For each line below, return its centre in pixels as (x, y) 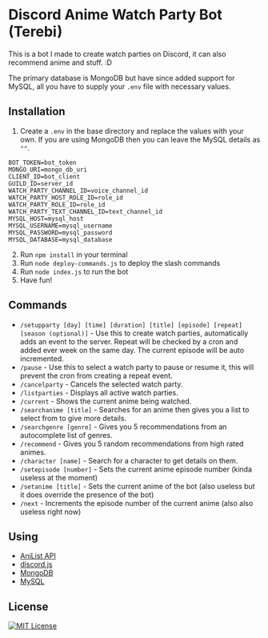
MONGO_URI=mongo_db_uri (48, 170)
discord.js (36, 564)
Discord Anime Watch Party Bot (115, 15)
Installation (37, 112)
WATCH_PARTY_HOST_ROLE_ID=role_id (66, 198)
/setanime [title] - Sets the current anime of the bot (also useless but (137, 486)
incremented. (42, 359)
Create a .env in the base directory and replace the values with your (132, 130)
